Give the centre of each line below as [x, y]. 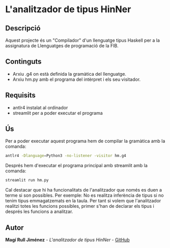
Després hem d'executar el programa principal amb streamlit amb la [76, 166]
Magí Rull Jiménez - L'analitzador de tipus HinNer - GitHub [67, 240]
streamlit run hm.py [27, 180]
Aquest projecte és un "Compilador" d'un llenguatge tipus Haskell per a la [83, 40]
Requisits [20, 95]
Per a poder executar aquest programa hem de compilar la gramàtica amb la [85, 141]
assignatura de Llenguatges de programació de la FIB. [62, 46]
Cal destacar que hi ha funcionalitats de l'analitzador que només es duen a [83, 190]
